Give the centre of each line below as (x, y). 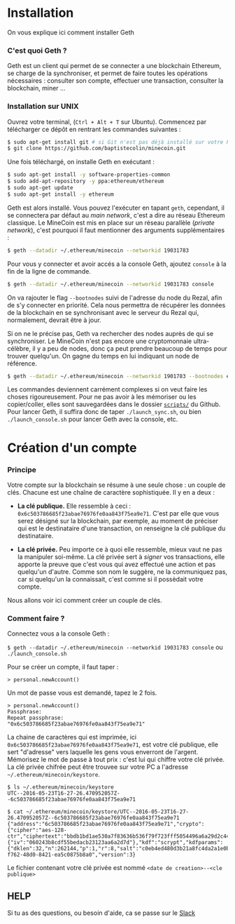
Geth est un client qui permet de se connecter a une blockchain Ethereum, (114, 66)
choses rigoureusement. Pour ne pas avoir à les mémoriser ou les (102, 397)
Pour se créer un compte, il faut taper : (63, 667)
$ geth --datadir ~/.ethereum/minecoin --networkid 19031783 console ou (115, 648)
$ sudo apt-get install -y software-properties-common (89, 175)
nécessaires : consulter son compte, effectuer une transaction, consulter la (115, 81)
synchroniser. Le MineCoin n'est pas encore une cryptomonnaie (100, 341)
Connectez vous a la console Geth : (58, 634)
